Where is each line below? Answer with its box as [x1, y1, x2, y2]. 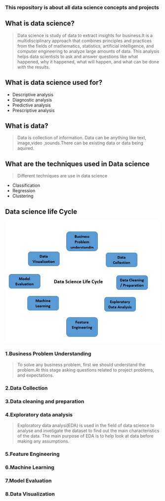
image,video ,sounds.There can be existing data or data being [17, 140, 144, 146]
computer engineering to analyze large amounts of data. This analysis [17, 48, 160, 54]
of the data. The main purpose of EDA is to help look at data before [17, 433, 154, 439]
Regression [12, 188, 36, 194]
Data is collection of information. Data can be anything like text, [17, 135, 147, 141]
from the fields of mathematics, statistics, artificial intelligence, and [17, 43, 154, 49]
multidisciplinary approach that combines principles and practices [17, 38, 152, 44]
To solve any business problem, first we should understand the [17, 361, 146, 368]
